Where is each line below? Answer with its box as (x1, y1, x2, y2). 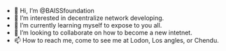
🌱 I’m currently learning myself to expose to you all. (13, 21, 162, 29)
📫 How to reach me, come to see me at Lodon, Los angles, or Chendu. (13, 37, 219, 44)
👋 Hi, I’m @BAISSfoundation (13, 7, 94, 14)
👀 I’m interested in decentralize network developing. (13, 14, 164, 22)
